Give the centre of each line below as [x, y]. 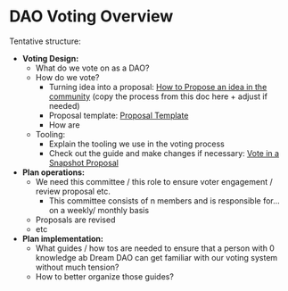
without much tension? [77, 267]
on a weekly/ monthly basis [99, 210]
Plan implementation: [63, 238]
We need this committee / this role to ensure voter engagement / [154, 181]
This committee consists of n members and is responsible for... [165, 200]
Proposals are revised [75, 220]
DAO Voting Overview [91, 17]
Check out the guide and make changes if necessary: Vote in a [164, 153]
